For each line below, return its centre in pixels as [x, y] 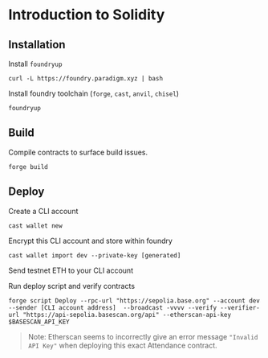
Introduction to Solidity [87, 15]
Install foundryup [35, 64]
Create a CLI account [43, 211]
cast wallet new [35, 226]
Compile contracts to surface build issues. [78, 152]
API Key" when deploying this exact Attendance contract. [123, 345]
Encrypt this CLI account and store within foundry [90, 241]
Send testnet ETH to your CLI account [71, 270]
